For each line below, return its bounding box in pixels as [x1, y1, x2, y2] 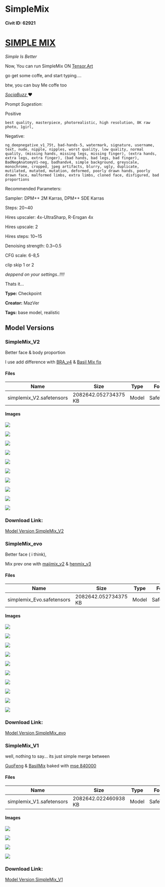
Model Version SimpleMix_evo [5, 730, 66, 736]
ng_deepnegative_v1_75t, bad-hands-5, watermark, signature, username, [5, 143, 155, 148]
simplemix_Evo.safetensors [7, 596, 71, 603]
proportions [5, 177, 29, 182]
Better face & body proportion [5, 350, 66, 355]
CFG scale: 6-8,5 [5, 252, 40, 258]
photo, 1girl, [5, 124, 34, 129]
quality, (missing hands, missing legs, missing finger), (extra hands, [5, 151, 157, 156]
